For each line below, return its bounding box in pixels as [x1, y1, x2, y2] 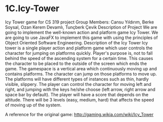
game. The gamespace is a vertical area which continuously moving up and [5, 65, 157, 71]
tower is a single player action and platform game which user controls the [5, 45, 153, 51]
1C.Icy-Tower [5, 3, 60, 14]
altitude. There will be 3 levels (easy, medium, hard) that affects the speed [5, 97, 154, 102]
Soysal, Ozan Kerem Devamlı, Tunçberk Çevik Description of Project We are [5, 24, 158, 30]
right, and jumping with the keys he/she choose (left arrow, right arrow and [5, 86, 156, 92]
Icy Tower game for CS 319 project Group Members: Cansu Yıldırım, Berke [5, 19, 154, 25]
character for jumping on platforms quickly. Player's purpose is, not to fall [5, 50, 153, 56]
